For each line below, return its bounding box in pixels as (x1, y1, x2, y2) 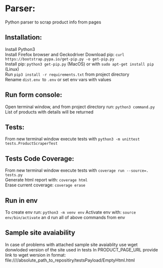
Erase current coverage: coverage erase (5, 182, 85, 188)
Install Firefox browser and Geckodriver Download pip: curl (5, 51, 124, 57)
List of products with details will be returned (5, 109, 94, 115)
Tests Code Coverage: (5, 155, 75, 163)
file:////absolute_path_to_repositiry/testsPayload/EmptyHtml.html (5, 257, 135, 263)
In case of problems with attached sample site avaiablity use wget (5, 242, 138, 247)
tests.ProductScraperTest (5, 141, 58, 146)
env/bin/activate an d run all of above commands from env (5, 215, 125, 220)
